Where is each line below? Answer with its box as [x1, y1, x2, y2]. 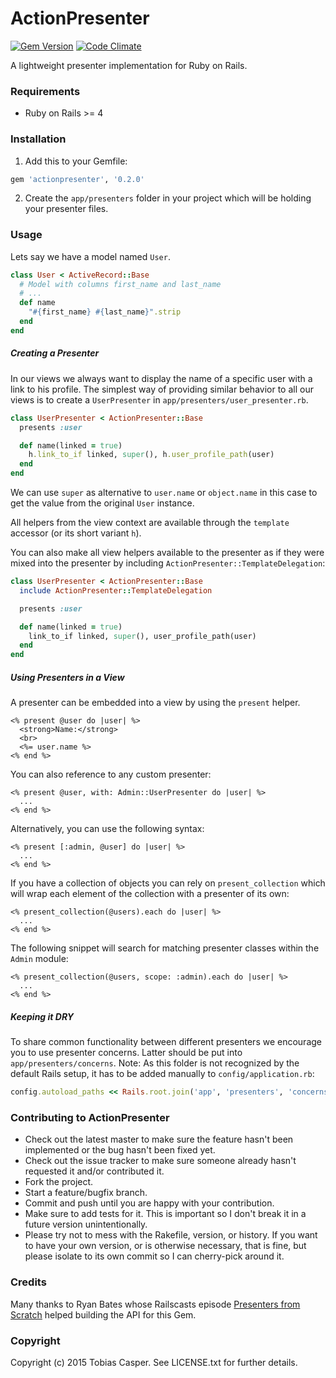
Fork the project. [24, 1176, 94, 1188]
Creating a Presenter [10, 347, 100, 359]
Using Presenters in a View [10, 671, 125, 683]
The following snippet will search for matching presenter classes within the [10, 942, 320, 954]
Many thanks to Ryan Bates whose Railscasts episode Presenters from [10, 1298, 301, 1310]
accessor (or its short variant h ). [10, 527, 142, 539]
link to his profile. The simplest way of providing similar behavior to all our [10, 383, 314, 395]
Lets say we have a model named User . [10, 250, 171, 262]
